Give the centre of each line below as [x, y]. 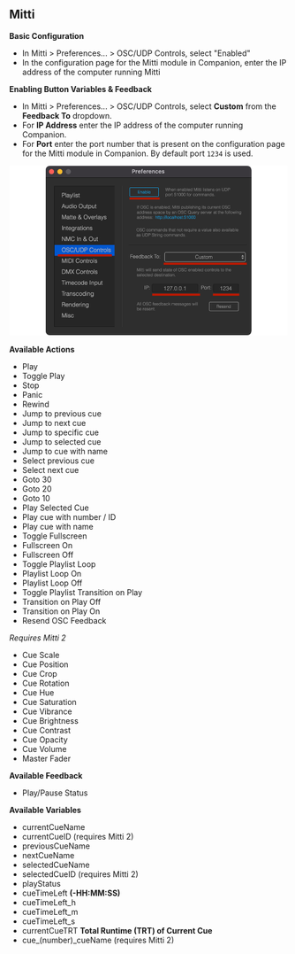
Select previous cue [58, 461]
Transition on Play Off [61, 602]
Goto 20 [37, 489]
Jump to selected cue [61, 442]
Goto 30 [37, 480]
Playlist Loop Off [52, 583]
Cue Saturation [49, 702]
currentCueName [53, 827]
